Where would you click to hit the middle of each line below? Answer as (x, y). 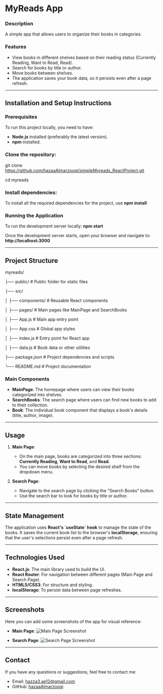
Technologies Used (35, 558)
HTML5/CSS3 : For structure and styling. (52, 585)
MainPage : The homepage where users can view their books (73, 390)
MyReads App (34, 9)
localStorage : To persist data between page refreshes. (67, 590)
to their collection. (30, 405)
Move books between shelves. (43, 73)
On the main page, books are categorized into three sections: (81, 456)
